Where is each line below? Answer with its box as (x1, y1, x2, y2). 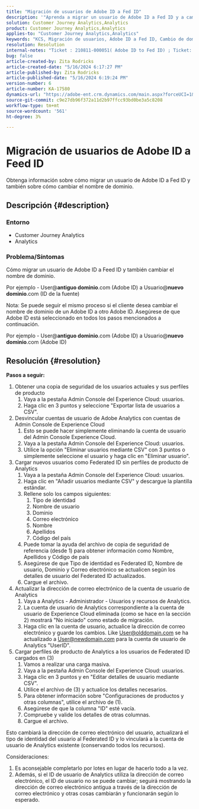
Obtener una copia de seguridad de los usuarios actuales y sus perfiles (14, 383, 189, 390)
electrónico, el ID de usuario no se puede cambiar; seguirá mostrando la (14, 777, 191, 784)
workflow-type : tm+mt (6, 102, 60, 109)
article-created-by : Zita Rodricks (6, 58, 94, 64)
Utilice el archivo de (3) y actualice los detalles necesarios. (23, 685, 168, 693)
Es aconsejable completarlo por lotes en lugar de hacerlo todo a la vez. (14, 764, 188, 772)
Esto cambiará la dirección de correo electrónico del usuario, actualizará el (6, 729, 189, 736)
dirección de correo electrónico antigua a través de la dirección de (14, 783, 178, 791)
